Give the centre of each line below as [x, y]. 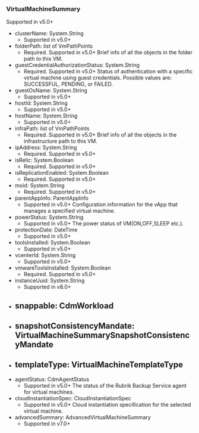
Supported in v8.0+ [47, 287]
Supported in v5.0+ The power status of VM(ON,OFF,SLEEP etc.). [104, 224]
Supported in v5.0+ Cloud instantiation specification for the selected [107, 404]
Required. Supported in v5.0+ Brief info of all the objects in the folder [108, 52]
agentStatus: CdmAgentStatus [52, 379]
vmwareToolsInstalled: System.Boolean [63, 268]
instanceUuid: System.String [50, 281]
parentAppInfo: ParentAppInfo [52, 198]
